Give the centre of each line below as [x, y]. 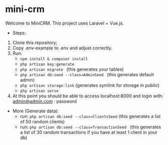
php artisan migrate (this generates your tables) [72, 69]
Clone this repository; [35, 42]
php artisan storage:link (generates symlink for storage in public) [90, 85]
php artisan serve [39, 91]
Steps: [19, 33]
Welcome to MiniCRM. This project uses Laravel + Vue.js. [65, 23]
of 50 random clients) [42, 121]
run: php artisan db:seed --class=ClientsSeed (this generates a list [90, 116]
